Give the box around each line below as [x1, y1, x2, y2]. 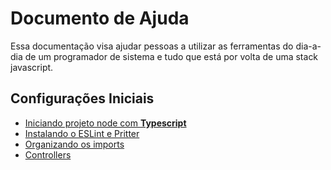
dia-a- [295, 40, 322, 52]
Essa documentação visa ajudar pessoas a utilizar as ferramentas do [10, 40, 294, 52]
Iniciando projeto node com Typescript [24, 117, 187, 129]
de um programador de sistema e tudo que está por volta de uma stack [24, 50, 319, 62]
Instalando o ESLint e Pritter [24, 127, 140, 139]
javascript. [10, 61, 54, 73]
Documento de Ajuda [10, 7, 190, 30]
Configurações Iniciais [10, 90, 155, 107]
